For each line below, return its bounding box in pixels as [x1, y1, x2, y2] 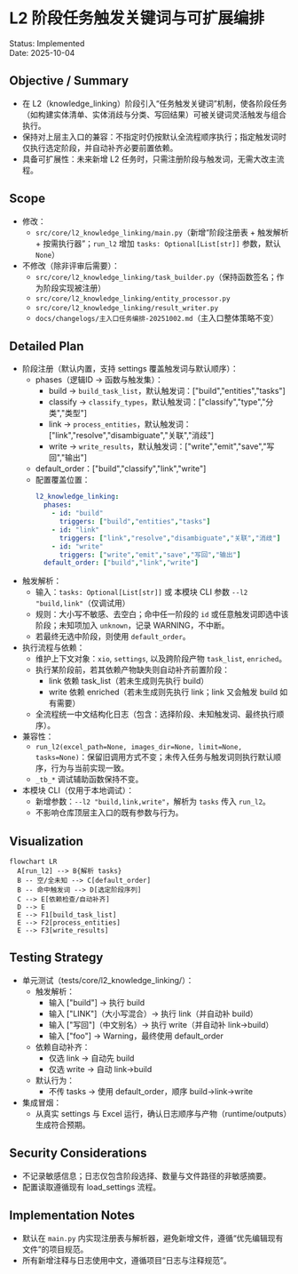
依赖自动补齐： [35, 1041, 90, 1052]
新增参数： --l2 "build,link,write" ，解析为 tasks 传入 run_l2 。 [35, 797, 271, 807]
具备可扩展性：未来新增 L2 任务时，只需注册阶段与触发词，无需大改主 [21, 153, 278, 164]
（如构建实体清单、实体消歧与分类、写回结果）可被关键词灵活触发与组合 [21, 108, 286, 120]
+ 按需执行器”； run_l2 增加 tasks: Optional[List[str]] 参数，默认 [35, 237, 281, 249]
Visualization [9, 833, 84, 849]
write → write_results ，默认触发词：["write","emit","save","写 [48, 441, 275, 452]
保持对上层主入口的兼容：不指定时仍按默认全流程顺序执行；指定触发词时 [21, 131, 286, 142]
